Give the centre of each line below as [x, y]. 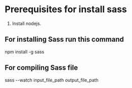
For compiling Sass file [41, 68]
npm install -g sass [25, 51]
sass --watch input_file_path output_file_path [52, 80]
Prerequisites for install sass [66, 9]
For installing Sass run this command [64, 39]
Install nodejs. [27, 23]
